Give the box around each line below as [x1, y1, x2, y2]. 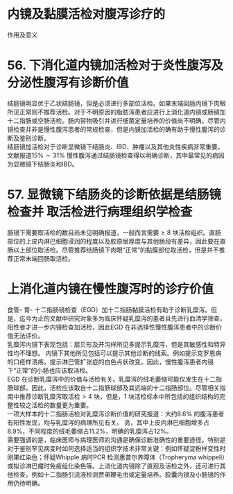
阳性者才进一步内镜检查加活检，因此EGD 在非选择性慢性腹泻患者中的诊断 [7, 323, 216, 331]
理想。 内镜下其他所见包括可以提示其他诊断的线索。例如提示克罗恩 [25, 348, 216, 357]
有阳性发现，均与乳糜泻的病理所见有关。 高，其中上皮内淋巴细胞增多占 [7, 418, 209, 427]
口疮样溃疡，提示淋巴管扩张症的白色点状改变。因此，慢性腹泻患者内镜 [12, 357, 214, 366]
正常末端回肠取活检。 [12, 254, 74, 262]
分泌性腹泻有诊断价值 [7, 75, 130, 91]
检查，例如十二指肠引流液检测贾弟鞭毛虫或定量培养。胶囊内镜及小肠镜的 [12, 470, 220, 479]
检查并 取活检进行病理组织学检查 [7, 204, 193, 220]
